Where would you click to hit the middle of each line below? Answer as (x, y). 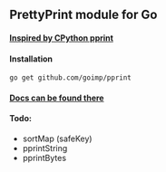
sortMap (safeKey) (57, 139)
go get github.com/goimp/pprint (70, 78)
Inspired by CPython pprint (61, 38)
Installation (31, 59)
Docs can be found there (57, 98)
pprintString (45, 148)
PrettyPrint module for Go (83, 15)
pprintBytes (44, 158)
